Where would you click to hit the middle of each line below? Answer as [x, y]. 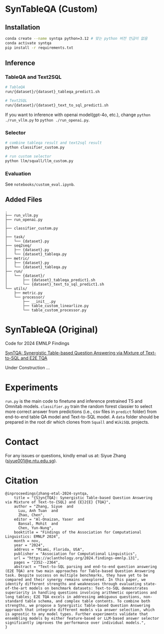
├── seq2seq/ [18, 245]
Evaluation [18, 173]
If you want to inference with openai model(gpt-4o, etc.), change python [78, 115]
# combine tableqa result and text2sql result [54, 143]
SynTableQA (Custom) [52, 9]
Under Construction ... [27, 367]
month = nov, [27, 541]
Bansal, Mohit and [38, 524]
